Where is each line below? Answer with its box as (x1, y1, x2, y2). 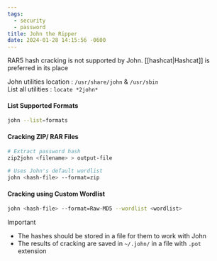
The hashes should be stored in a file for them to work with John (17, 231, 207, 240)
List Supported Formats (7, 101, 79, 110)
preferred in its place (7, 64, 69, 72)
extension (17, 246, 47, 255)
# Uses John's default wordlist (7, 167, 103, 174)
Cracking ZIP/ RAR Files (7, 132, 79, 140)
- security (13, 17, 46, 24)
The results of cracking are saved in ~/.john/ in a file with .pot (17, 239, 201, 248)
